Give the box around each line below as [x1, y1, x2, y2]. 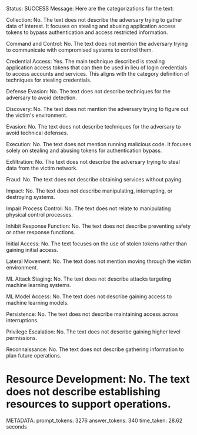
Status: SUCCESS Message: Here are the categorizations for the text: [6, 5, 174, 12]
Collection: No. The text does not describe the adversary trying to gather [6, 16, 183, 23]
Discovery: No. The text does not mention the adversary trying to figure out [6, 106, 189, 112]
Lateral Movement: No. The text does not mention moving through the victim [6, 258, 191, 265]
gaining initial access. [6, 247, 59, 253]
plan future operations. [6, 352, 62, 359]
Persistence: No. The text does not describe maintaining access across [6, 311, 179, 318]
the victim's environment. [6, 112, 68, 119]
